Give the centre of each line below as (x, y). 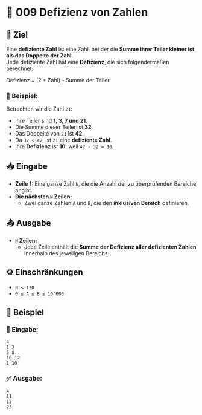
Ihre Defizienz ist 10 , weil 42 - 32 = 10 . (64, 146)
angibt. (24, 191)
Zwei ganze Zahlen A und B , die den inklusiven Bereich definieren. (106, 203)
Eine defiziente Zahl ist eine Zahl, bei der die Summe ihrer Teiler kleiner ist (100, 49)
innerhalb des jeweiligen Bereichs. (67, 253)
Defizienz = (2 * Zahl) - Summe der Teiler (58, 80)
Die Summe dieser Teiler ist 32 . (54, 127)
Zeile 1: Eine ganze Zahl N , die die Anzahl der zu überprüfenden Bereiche (106, 184)
